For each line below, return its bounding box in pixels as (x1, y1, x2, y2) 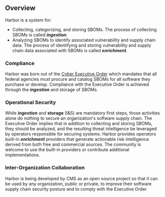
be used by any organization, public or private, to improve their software (5, 181, 152, 187)
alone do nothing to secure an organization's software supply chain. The (5, 115, 152, 121)
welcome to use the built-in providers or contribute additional (5, 147, 130, 153)
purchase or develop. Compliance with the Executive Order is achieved (5, 81, 149, 88)
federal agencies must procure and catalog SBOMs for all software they (5, 76, 151, 82)
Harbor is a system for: (5, 17, 52, 23)
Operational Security (5, 99, 56, 106)
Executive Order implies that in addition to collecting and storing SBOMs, (5, 121, 153, 127)
